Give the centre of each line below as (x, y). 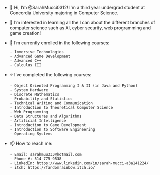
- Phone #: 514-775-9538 (36, 159)
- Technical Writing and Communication (51, 103)
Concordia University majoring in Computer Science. (64, 13)
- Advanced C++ (26, 61)
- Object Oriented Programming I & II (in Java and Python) (74, 86)
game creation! (25, 33)
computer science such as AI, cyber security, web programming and (80, 28)
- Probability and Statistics (41, 99)
